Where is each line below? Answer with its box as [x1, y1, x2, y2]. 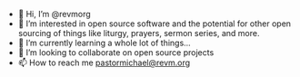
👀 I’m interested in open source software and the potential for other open [17, 18, 292, 29]
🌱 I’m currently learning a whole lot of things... [17, 37, 191, 48]
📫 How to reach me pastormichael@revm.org [17, 57, 191, 68]
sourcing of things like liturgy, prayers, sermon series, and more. [17, 28, 260, 38]
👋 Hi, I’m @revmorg [17, 9, 91, 19]
